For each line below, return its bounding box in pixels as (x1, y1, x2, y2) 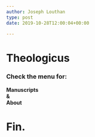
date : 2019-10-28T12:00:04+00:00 (6, 20, 90, 26)
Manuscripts (6, 86, 39, 93)
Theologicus (6, 51, 70, 65)
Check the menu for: (6, 73, 68, 81)
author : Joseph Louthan (6, 8, 66, 15)
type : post (6, 14, 33, 20)
